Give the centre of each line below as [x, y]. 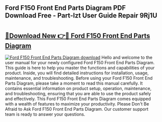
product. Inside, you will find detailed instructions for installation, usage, [77, 73]
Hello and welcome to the [127, 57]
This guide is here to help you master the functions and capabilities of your [80, 68]
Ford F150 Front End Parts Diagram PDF [65, 8]
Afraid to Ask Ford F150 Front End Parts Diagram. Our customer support [77, 109]
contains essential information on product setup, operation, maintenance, [78, 88]
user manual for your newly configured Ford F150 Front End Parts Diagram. [80, 62]
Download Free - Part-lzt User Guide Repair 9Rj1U [81, 16]
